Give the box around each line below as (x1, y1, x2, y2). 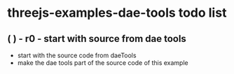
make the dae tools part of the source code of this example (17, 59, 188, 67)
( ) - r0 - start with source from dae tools (7, 33, 187, 45)
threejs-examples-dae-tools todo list (7, 5, 227, 21)
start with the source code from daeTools (17, 51, 137, 59)
